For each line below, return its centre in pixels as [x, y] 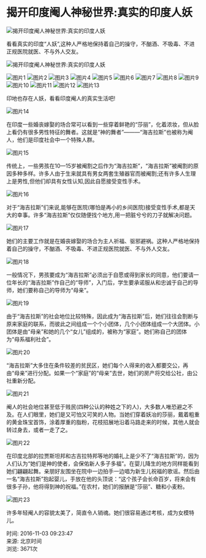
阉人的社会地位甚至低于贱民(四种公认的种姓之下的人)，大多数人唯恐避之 [97, 406]
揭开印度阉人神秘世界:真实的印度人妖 [100, 13]
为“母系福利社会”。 [30, 339]
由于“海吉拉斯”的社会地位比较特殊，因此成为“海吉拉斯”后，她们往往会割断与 [102, 316]
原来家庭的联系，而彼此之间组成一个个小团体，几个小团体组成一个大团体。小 [103, 324]
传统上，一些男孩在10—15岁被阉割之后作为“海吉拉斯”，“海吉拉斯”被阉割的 [100, 166]
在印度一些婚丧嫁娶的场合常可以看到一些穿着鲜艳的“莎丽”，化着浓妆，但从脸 [103, 124]
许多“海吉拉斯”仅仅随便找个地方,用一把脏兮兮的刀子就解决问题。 [114, 215]
